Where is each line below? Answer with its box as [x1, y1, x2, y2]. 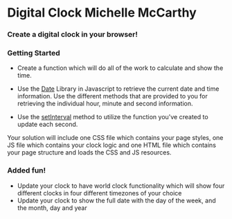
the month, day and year [17, 203, 88, 212]
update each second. [17, 120, 78, 129]
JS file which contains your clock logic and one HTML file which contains [7, 141, 217, 150]
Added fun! [7, 166, 46, 175]
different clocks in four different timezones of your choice [17, 189, 182, 197]
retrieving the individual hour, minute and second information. [17, 99, 193, 108]
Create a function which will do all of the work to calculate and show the [17, 64, 224, 72]
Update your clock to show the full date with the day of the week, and [17, 196, 216, 204]
